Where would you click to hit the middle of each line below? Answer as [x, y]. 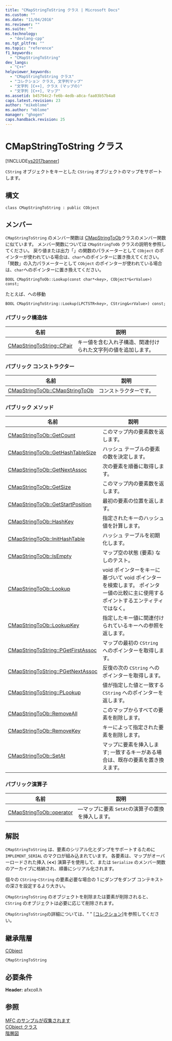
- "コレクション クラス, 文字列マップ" [47, 81]
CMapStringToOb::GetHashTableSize [52, 452]
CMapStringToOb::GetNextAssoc [47, 470]
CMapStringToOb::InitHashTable [46, 539]
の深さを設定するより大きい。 [37, 886]
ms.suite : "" [19, 29]
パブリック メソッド [30, 407]
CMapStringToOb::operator [40, 812]
